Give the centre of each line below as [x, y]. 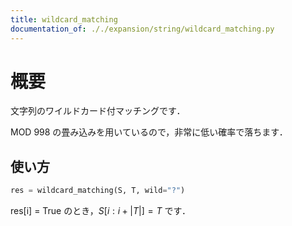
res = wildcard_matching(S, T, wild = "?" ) [98, 191]
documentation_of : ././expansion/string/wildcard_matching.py [142, 29]
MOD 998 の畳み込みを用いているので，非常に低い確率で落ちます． [149, 132]
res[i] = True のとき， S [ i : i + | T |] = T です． [100, 211]
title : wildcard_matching [64, 19]
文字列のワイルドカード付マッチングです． [98, 111]
